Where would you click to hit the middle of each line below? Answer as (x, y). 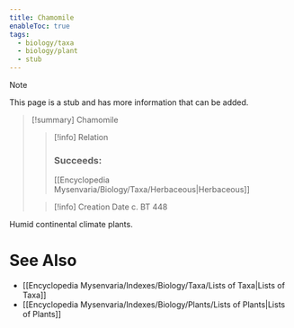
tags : (19, 34)
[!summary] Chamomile (75, 120)
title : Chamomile (42, 18)
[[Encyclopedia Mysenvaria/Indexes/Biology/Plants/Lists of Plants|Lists (154, 305)
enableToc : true (40, 26)
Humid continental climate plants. (71, 225)
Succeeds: (78, 160)
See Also (43, 261)
